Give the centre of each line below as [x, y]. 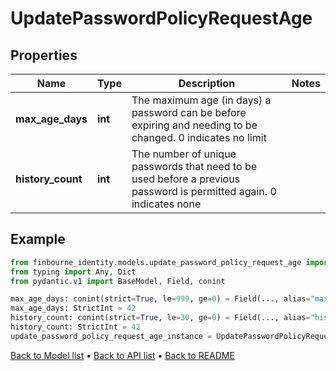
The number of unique [184, 154]
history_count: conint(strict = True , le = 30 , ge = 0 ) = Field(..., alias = [160, 318]
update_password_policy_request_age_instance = [111, 336]
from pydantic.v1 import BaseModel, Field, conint [118, 281]
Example [38, 239]
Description [207, 83]
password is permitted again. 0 [204, 191]
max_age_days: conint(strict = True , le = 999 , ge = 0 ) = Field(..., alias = [160, 299]
